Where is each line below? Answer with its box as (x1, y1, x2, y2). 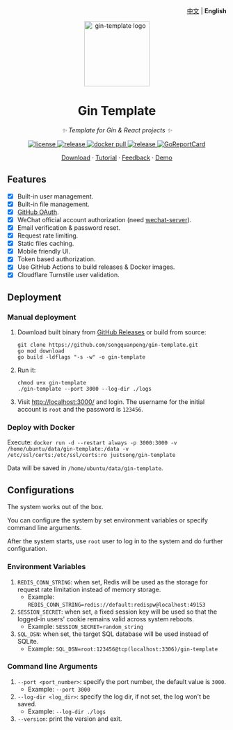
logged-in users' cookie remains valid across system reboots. (17, 614, 195, 623)
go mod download (17, 348, 65, 355)
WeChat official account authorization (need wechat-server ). (17, 215, 192, 224)
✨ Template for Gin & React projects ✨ (61, 125, 172, 134)
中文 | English (186, 7, 227, 15)
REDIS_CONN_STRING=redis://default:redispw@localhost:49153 (27, 601, 206, 608)
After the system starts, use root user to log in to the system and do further (7, 537, 223, 545)
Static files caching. (17, 240, 74, 248)
